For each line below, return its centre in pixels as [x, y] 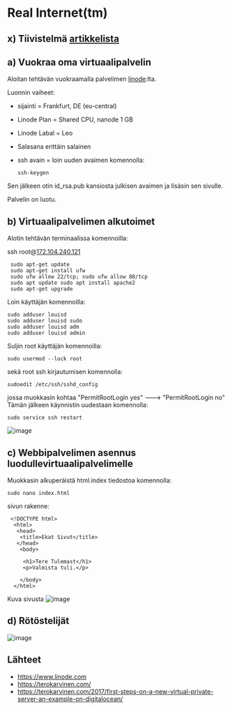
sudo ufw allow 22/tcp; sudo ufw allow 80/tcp [79, 277]
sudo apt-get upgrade [41, 289]
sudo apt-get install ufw [48, 271]
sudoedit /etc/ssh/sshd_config [53, 385]
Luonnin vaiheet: [31, 93]
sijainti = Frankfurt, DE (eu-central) [67, 106]
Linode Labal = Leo [45, 133]
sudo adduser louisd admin [46, 333]
